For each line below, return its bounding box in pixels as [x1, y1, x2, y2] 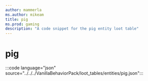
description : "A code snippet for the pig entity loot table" [5, 26, 139, 31]
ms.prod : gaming [5, 21, 39, 27]
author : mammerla [5, 7, 42, 13]
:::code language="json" [5, 65, 56, 71]
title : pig [5, 17, 28, 22]
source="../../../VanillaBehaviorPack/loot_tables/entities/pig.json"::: [5, 70, 144, 76]
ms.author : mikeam [5, 12, 44, 17]
